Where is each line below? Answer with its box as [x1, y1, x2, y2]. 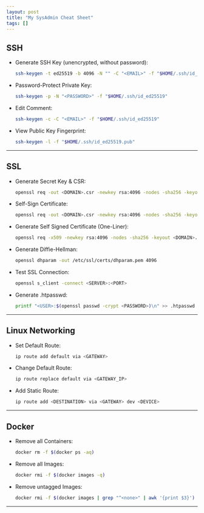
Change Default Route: [15, 364, 72, 371]
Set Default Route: [15, 342, 61, 349]
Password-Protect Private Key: [15, 81, 92, 89]
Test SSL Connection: [15, 269, 70, 275]
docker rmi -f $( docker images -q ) [15, 472, 106, 478]
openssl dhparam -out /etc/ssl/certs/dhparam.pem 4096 [15, 258, 157, 264]
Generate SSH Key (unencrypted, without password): [15, 59, 149, 66]
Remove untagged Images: [15, 483, 83, 490]
